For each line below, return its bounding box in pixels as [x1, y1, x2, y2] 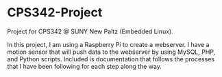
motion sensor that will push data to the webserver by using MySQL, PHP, [7, 48, 216, 56]
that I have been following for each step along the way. [7, 62, 162, 70]
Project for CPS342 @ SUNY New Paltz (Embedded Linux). [7, 27, 173, 35]
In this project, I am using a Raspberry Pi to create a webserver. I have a [7, 40, 210, 48]
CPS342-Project [7, 5, 103, 20]
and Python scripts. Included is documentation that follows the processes [7, 55, 214, 63]
